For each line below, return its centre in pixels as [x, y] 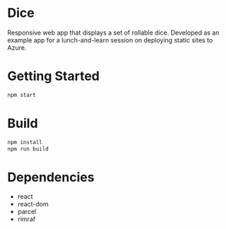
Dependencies [51, 177]
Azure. [17, 47]
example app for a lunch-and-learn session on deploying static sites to [110, 40]
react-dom [33, 204]
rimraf [26, 219]
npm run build [28, 149]
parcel [27, 212]
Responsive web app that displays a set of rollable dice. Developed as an [114, 33]
